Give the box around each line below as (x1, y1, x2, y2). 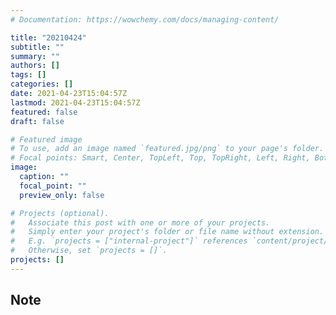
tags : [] (10, 70, 47, 80)
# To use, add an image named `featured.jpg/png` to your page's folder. (10, 144, 325, 154)
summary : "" (10, 51, 60, 61)
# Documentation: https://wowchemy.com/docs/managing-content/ (10, 14, 280, 25)
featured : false (10, 107, 78, 117)
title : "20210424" (10, 32, 87, 43)
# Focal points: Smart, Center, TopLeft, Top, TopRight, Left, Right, (10, 153, 311, 163)
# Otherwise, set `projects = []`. (10, 246, 168, 256)
